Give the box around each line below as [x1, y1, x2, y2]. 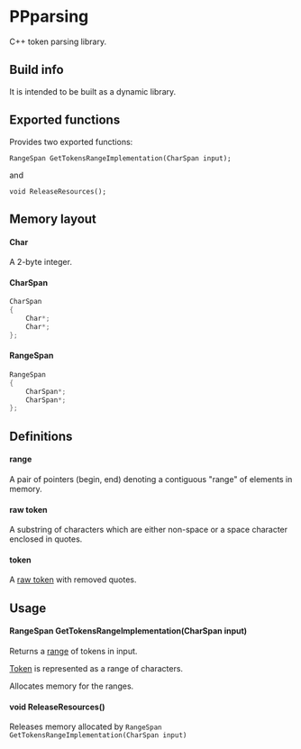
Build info [9, 62, 65, 78]
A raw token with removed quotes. [9, 574, 137, 585]
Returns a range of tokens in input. [9, 645, 138, 656]
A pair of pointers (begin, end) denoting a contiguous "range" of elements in [9, 473, 293, 484]
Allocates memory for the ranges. [9, 680, 134, 691]
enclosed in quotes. [9, 534, 83, 544]
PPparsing [9, 6, 89, 27]
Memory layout [9, 211, 97, 226]
